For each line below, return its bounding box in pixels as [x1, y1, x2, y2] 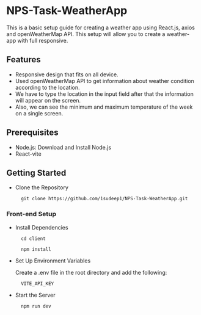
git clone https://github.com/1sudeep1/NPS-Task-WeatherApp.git [21, 196, 188, 202]
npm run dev [21, 303, 51, 309]
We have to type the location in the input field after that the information [15, 90, 194, 98]
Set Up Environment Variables [15, 257, 91, 264]
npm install [21, 246, 51, 252]
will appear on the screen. [15, 96, 81, 104]
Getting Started [6, 167, 67, 178]
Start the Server [15, 291, 56, 299]
